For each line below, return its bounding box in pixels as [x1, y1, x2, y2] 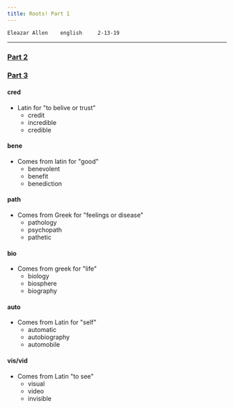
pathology [27, 218, 57, 227]
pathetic [27, 233, 52, 241]
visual [27, 379, 45, 388]
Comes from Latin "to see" [17, 372, 94, 380]
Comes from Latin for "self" [17, 318, 97, 326]
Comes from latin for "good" [17, 157, 99, 165]
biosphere [27, 280, 57, 288]
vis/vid [7, 356, 28, 365]
